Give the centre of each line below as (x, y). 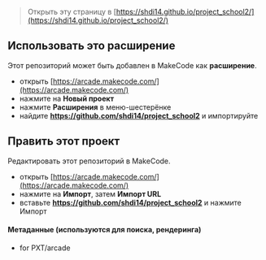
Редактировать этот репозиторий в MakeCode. (89, 161)
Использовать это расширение (92, 46)
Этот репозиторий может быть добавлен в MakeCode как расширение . (132, 65)
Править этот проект (64, 141)
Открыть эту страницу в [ (72, 12)
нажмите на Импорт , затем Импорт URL (90, 193)
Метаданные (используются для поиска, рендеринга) (105, 230)
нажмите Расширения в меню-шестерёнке (95, 107)
